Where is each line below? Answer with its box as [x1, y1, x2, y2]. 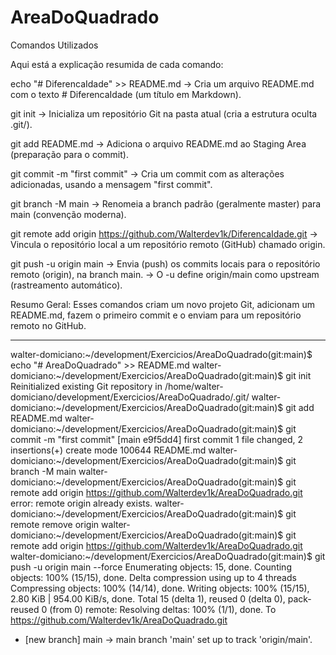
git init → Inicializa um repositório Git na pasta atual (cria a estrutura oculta [10, 107, 318, 120]
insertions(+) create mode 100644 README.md [10, 444, 207, 456]
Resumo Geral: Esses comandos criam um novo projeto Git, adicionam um [10, 298, 315, 310]
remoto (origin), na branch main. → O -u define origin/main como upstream [10, 268, 320, 280]
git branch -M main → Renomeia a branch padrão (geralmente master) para [10, 197, 322, 210]
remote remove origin [10, 518, 100, 530]
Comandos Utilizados [10, 39, 99, 51]
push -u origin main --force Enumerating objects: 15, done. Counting [10, 561, 292, 573]
